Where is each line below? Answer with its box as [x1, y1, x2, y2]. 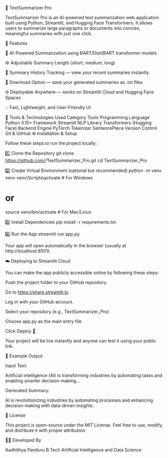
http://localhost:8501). [5, 248, 51, 254]
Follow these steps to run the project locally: [5, 140, 97, 146]
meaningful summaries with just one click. [5, 31, 93, 36]
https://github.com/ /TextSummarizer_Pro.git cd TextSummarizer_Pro [5, 157, 147, 163]
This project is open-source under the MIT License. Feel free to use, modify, [5, 422, 163, 428]
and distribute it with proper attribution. [5, 427, 87, 433]
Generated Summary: [5, 387, 50, 393]
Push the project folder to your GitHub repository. [5, 279, 108, 285]
